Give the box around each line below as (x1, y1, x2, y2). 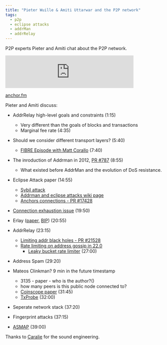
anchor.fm (5, 93, 27, 98)
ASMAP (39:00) (12, 324, 46, 330)
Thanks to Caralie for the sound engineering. (5, 334, 100, 340)
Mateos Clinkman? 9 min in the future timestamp (12, 268, 115, 274)
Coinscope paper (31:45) (20, 289, 73, 294)
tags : (5, 12, 17, 17)
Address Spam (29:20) (12, 258, 61, 264)
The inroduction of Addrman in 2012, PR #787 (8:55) (12, 157, 123, 163)
